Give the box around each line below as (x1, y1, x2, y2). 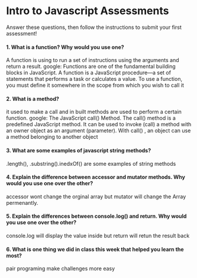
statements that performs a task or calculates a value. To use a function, (6, 76, 182, 83)
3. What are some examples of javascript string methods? (6, 146, 151, 154)
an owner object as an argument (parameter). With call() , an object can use (6, 127, 191, 134)
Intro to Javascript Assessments (6, 4, 169, 18)
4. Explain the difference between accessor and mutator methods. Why (6, 174, 185, 181)
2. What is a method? (6, 95, 59, 102)
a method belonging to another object (6, 133, 99, 140)
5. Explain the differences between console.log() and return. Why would (6, 212, 187, 220)
